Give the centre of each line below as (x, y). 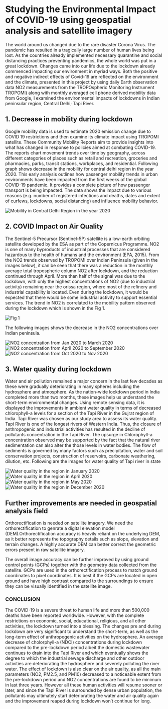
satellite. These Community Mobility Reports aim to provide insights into (79, 142)
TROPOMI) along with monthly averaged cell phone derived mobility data (81, 93)
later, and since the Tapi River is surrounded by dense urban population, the (83, 690)
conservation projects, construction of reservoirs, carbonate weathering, (80, 456)
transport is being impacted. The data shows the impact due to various (78, 190)
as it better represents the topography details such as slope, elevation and (82, 539)
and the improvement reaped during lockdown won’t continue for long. (78, 701)
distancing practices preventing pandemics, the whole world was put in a (81, 60)
